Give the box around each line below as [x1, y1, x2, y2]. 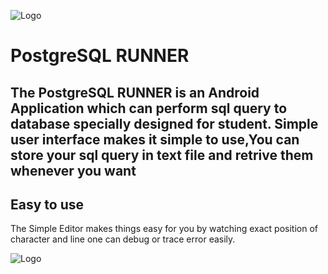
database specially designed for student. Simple [10, 115, 319, 132]
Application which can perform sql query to [10, 100, 288, 117]
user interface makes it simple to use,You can [10, 131, 300, 148]
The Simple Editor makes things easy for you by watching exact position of [10, 223, 318, 235]
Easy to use [10, 196, 85, 213]
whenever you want [10, 162, 137, 179]
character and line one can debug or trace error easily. [10, 233, 236, 245]
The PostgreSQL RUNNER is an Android [10, 84, 260, 101]
